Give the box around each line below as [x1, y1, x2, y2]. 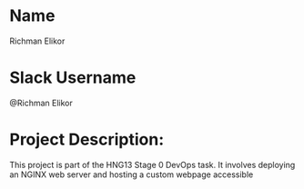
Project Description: [9, 129, 165, 150]
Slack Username [9, 67, 137, 88]
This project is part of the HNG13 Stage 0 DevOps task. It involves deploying [9, 159, 296, 170]
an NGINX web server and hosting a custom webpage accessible [9, 169, 254, 180]
